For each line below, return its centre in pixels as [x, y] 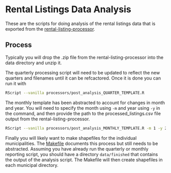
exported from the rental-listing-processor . [50, 29]
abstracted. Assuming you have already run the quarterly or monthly [77, 149]
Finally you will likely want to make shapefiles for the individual [71, 138]
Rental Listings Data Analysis [68, 9]
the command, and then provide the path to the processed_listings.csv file [83, 113]
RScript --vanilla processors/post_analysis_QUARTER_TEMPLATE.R [75, 93]
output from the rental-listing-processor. [48, 119]
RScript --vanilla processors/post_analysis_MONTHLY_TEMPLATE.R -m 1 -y [84, 128]
